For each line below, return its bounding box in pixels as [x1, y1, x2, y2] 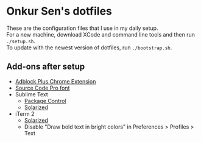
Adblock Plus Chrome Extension [15, 77, 96, 85]
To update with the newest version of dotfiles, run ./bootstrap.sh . [6, 44, 172, 51]
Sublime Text [15, 90, 49, 98]
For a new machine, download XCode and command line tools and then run [6, 30, 195, 38]
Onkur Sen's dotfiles [6, 4, 113, 18]
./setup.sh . [6, 37, 35, 44]
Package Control [24, 97, 66, 104]
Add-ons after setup [6, 62, 85, 72]
